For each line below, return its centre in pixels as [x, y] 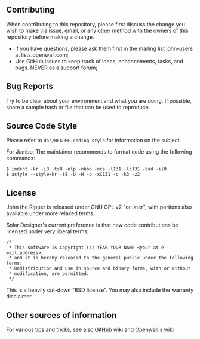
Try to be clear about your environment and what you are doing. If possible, [99, 100]
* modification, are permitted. [49, 274]
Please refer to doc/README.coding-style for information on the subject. [94, 141]
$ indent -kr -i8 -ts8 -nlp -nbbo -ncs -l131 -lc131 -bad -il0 [87, 169]
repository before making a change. [50, 37]
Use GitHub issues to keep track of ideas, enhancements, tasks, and [99, 61]
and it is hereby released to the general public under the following [104, 258]
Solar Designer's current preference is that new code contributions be [92, 225]
